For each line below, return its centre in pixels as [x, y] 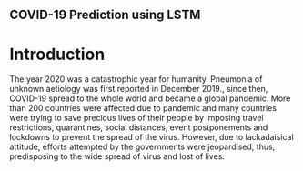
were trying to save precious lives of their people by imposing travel [136, 118]
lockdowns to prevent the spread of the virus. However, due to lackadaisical [151, 137]
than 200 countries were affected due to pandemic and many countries [143, 108]
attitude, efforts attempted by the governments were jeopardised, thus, [142, 147]
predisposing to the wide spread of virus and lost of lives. [117, 156]
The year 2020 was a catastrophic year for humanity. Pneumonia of [136, 79]
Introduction [57, 54]
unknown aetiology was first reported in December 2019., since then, [139, 89]
